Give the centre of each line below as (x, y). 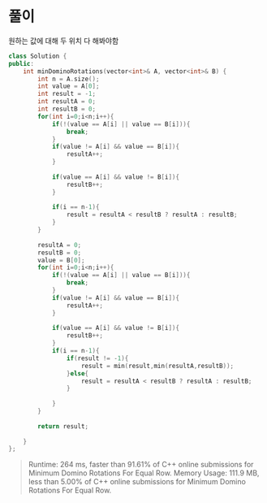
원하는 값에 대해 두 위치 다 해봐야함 (64, 41)
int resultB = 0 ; (67, 109)
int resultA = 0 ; (67, 102)
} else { (78, 373)
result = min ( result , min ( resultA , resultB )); (157, 366)
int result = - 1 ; (67, 94)
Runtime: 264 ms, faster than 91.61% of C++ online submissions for (141, 465)
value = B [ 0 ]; (61, 260)
